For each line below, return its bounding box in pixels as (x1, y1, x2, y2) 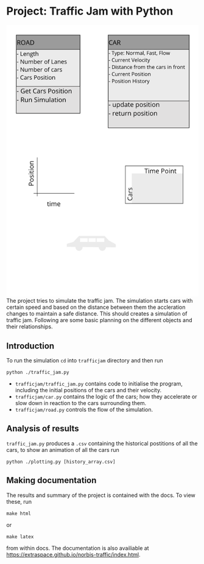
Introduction (6, 340, 55, 351)
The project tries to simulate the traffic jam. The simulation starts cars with (6, 297, 193, 305)
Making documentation (6, 475, 97, 485)
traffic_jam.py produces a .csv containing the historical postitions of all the (6, 440, 198, 447)
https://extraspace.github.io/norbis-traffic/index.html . (6, 551, 141, 558)
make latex (6, 534, 34, 540)
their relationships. (6, 323, 53, 330)
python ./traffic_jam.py (6, 369, 69, 375)
